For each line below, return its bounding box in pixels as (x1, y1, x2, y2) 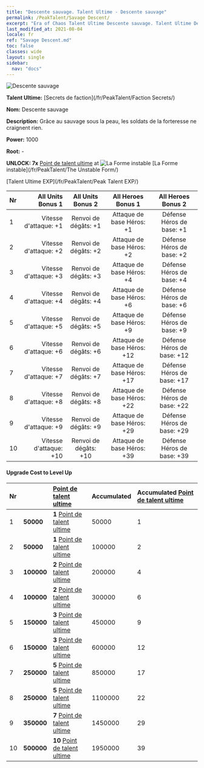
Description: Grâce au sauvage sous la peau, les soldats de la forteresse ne (6, 118, 197, 125)
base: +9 (161, 326, 187, 335)
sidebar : (6, 60, 29, 66)
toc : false (6, 43, 34, 49)
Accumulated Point (137, 488, 194, 497)
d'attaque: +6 (24, 347, 63, 356)
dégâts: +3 (70, 272, 101, 280)
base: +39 (160, 452, 189, 460)
